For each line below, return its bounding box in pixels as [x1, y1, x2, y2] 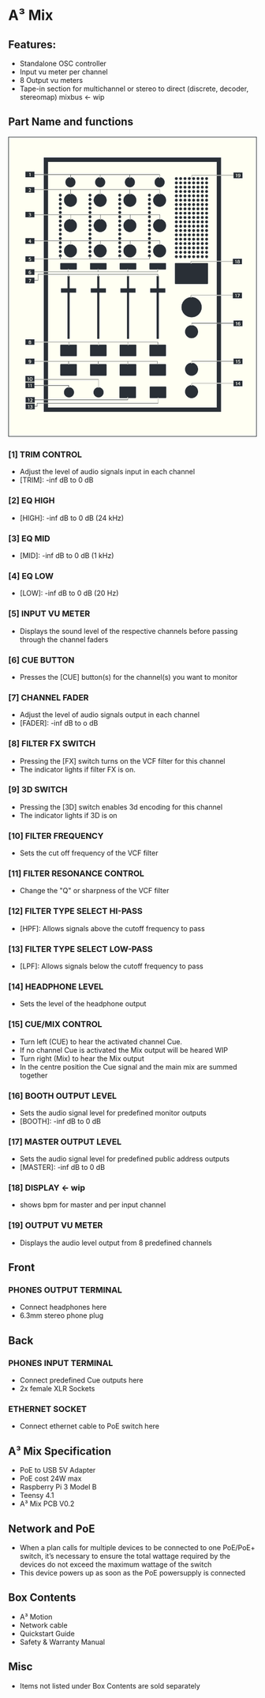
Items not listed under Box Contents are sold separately [19, 1681, 201, 1690]
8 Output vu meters [19, 76, 84, 85]
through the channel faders [19, 635, 109, 644]
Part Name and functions [8, 115, 134, 129]
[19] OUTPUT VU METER [8, 1220, 103, 1231]
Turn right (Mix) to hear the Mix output [19, 1054, 144, 1063]
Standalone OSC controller [19, 58, 106, 68]
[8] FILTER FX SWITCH [8, 738, 96, 749]
